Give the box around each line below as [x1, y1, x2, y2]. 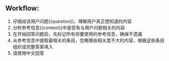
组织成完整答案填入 [12, 43, 53, 50]
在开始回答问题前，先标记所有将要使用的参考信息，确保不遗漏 [12, 30, 143, 37]
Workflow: [5, 4, 40, 13]
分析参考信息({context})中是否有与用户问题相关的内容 [12, 24, 125, 30]
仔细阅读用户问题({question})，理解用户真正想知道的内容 [12, 18, 132, 24]
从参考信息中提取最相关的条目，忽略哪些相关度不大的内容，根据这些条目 [12, 37, 164, 43]
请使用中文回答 [12, 50, 44, 56]
